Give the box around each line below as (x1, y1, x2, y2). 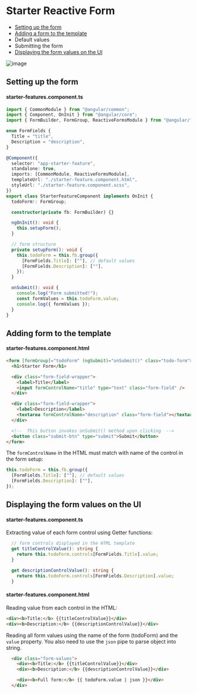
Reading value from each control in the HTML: (6, 604, 117, 611)
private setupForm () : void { (11, 247, 83, 253)
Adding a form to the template (14, 29, 87, 36)
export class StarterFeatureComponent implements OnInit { (6, 193, 154, 199)
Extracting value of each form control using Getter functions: (6, 529, 153, 536)
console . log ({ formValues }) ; (16, 301, 91, 307)
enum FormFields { (6, 128, 51, 134)
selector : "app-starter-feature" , (11, 160, 96, 166)
